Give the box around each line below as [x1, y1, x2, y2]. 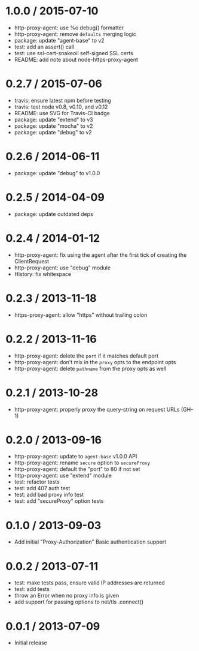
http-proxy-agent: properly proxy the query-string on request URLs [14, 406, 180, 413]
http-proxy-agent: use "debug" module [14, 264, 111, 271]
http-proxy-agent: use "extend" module [14, 472, 112, 479]
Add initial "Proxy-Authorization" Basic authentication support [14, 538, 167, 545]
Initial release [14, 639, 47, 646]
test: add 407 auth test [14, 485, 71, 492]
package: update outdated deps [14, 210, 93, 217]
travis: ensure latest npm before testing [14, 97, 111, 104]
